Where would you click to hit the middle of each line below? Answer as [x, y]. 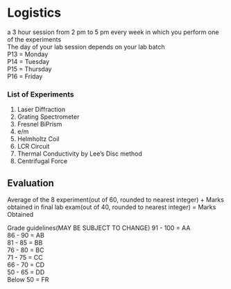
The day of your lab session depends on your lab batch [86, 47]
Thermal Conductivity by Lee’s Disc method [79, 154]
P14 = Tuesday [28, 61]
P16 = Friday [25, 76]
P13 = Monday [28, 54]
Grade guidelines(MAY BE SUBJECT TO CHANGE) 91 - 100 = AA [99, 228]
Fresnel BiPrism [40, 124]
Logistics [34, 13]
